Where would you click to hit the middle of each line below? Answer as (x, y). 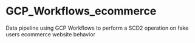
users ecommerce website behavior (50, 34)
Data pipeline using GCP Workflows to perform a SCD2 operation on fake (97, 28)
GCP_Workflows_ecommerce (81, 11)
